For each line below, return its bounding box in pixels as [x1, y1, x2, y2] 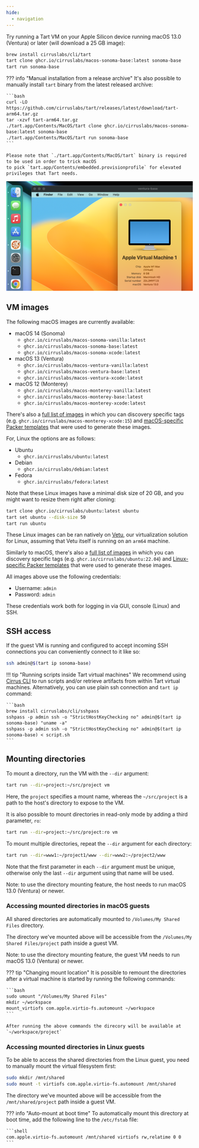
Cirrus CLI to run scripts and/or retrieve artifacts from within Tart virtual [6, 677, 181, 685]
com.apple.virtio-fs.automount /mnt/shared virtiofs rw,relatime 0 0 [6, 1134, 182, 1140]
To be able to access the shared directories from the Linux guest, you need [6, 1056, 190, 1064]
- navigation [11, 15, 44, 22]
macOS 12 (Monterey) [14, 380, 68, 387]
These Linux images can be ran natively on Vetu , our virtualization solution [6, 531, 188, 538]
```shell [6, 1128, 28, 1134]
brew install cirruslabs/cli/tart [6, 51, 92, 58]
